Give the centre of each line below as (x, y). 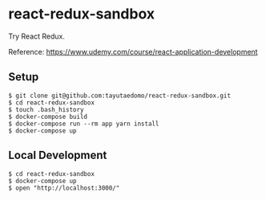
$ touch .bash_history (46, 109)
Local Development (58, 155)
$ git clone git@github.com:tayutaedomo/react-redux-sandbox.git (119, 96)
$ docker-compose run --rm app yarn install (84, 124)
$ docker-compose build (48, 116)
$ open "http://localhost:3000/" (64, 188)
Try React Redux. (37, 36)
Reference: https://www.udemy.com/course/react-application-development (133, 51)
